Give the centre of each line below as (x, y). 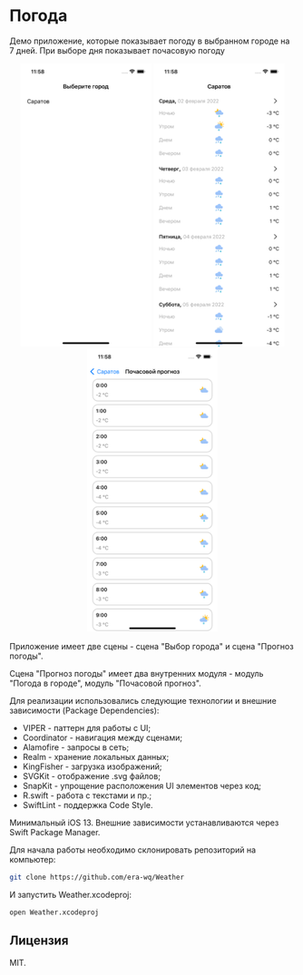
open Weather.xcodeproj (54, 912)
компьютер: (33, 859)
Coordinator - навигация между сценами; (103, 737)
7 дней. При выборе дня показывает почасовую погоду (117, 50)
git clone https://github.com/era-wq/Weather (97, 877)
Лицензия (39, 941)
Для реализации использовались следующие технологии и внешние (143, 700)
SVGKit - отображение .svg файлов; (92, 775)
